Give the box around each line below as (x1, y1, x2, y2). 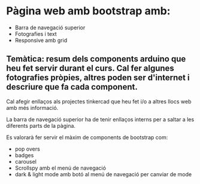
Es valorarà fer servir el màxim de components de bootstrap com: (6, 133, 168, 141)
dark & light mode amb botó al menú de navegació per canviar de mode (14, 170, 192, 177)
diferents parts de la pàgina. (6, 122, 76, 129)
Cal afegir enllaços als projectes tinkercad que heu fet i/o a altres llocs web (6, 97, 192, 105)
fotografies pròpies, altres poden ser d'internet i (6, 73, 190, 83)
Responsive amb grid (14, 36, 68, 44)
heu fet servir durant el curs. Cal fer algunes (6, 63, 175, 73)
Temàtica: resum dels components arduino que (6, 54, 186, 64)
